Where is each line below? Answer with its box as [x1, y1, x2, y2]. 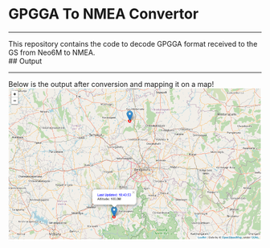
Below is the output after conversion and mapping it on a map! [8, 79, 215, 89]
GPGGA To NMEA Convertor [8, 5, 199, 23]
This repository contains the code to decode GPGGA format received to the [8, 39, 258, 48]
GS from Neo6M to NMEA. [8, 48, 96, 57]
